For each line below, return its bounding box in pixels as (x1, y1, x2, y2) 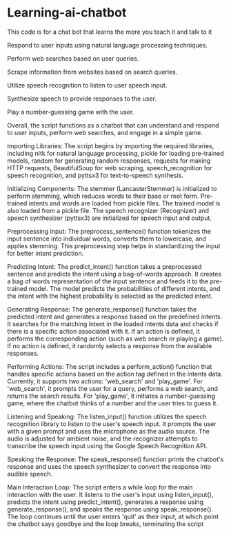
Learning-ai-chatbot (7, 5, 127, 21)
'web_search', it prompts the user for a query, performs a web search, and (7, 384, 219, 392)
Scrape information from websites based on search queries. (7, 68, 178, 76)
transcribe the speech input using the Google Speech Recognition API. (7, 441, 208, 450)
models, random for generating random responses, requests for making (7, 157, 211, 165)
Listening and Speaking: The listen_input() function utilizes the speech (7, 412, 207, 421)
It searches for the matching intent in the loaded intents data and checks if (7, 319, 219, 328)
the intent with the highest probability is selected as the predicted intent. (7, 292, 213, 300)
